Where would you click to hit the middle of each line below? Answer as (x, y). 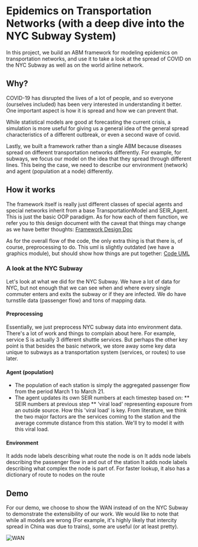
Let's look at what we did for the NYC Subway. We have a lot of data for (93, 281)
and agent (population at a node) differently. (60, 171)
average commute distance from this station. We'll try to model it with (99, 423)
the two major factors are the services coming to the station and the (97, 417)
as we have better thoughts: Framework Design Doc (69, 229)
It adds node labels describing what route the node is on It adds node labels (98, 456)
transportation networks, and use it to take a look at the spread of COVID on (99, 59)
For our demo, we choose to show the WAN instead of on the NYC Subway (97, 508)
